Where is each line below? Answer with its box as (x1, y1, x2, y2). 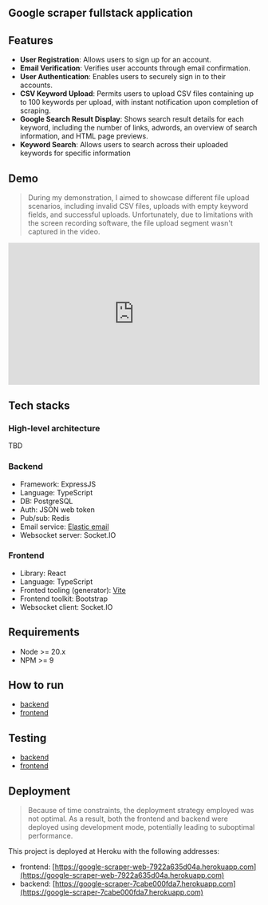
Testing (8, 731, 47, 745)
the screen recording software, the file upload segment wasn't (27, 218, 234, 228)
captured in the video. (27, 227, 100, 237)
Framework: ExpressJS (19, 479, 97, 489)
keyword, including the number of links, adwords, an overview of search (19, 123, 258, 133)
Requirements (8, 626, 80, 639)
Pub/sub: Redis (19, 513, 70, 523)
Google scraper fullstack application (8, 6, 194, 20)
